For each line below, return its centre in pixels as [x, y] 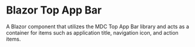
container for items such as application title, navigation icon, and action [93, 32]
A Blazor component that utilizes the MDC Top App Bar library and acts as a [98, 26]
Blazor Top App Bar [54, 10]
